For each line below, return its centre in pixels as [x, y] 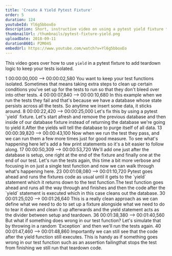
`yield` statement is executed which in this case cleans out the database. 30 [85, 193]
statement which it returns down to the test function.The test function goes [84, 182]
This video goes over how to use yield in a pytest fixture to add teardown [83, 63]
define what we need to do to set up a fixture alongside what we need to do [85, 204]
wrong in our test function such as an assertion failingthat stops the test [81, 242]
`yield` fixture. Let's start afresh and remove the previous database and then [86, 117]
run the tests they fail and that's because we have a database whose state [84, 100]
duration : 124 [20, 20]
